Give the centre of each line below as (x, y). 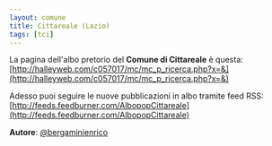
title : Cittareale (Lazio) (60, 26)
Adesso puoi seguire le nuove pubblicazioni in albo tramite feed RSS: (137, 96)
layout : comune (38, 17)
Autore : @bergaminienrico (59, 133)
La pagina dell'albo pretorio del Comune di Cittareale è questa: (127, 60)
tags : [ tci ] (31, 34)
